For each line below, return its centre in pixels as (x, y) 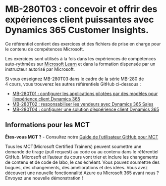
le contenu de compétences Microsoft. (45, 49)
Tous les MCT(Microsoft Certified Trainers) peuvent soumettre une (73, 146)
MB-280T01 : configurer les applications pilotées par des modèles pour (85, 93)
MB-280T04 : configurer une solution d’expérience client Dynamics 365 (86, 109)
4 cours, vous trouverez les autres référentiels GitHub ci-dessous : (73, 84)
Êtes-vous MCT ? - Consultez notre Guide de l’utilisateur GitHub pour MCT (82, 137)
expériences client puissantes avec (80, 20)
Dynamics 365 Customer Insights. (77, 30)
